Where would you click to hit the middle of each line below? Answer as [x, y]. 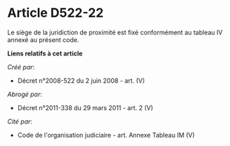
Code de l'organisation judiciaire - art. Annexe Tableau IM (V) [106, 135]
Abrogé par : [25, 94]
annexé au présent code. [43, 39]
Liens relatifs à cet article [45, 53]
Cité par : [20, 121]
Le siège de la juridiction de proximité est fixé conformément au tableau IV [115, 32]
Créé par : [21, 67]
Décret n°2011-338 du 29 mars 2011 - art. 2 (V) [85, 107]
